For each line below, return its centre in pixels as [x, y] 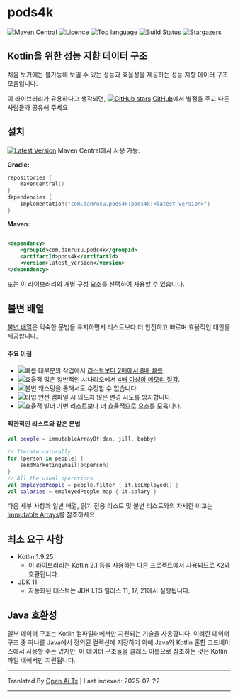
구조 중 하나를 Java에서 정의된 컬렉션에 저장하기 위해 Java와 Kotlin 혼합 [107, 642]
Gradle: [18, 165]
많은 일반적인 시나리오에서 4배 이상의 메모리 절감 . [112, 380]
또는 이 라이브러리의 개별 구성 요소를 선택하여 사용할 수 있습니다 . [96, 284]
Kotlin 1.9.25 [35, 557]
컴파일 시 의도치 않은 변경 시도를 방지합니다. [112, 397]
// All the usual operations [50, 478]
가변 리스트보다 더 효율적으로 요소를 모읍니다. [119, 406]
